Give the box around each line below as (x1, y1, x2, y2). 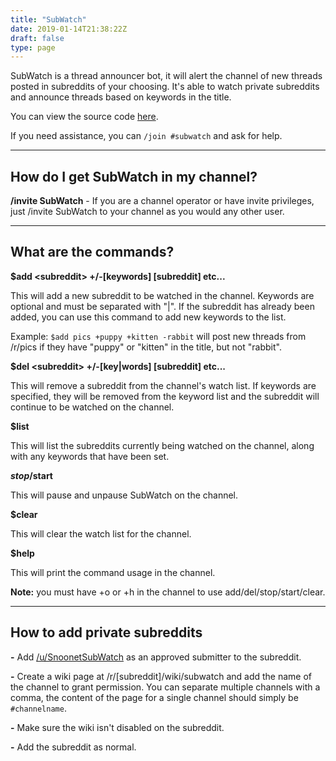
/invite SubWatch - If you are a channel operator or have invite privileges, (10, 195, 315, 207)
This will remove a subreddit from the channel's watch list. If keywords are (10, 379, 317, 391)
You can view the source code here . (10, 111, 159, 123)
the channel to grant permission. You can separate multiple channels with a (10, 681, 321, 693)
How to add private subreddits (10, 624, 203, 641)
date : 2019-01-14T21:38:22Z (10, 24, 128, 34)
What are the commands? (10, 244, 175, 261)
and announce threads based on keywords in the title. (10, 91, 232, 103)
